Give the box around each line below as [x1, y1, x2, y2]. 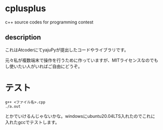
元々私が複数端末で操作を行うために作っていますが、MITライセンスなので [5, 57, 154, 63]
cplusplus [5, 3, 47, 14]
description [5, 33, 41, 42]
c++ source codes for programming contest [5, 19, 94, 25]
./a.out [5, 104, 21, 109]
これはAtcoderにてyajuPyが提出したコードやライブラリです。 [5, 47, 129, 53]
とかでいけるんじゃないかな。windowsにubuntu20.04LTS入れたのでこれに [5, 113, 156, 119]
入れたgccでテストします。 [5, 119, 60, 125]
